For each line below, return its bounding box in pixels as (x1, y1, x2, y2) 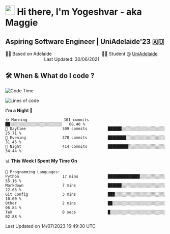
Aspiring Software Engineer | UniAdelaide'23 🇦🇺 (5, 37, 164, 46)
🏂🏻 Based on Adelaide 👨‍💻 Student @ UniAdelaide (5, 51, 158, 57)
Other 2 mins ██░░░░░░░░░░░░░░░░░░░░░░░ (5, 200, 165, 206)
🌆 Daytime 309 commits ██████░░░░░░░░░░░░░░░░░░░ (5, 126, 165, 131)
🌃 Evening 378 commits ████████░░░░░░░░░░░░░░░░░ (5, 135, 165, 140)
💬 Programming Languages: (5, 169, 60, 174)
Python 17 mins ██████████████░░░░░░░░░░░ (5, 174, 165, 179)
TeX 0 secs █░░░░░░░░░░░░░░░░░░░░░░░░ (5, 210, 165, 215)
